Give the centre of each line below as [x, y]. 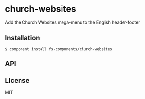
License [17, 81]
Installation [22, 38]
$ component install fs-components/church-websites [59, 49]
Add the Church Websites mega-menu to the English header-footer [72, 22]
